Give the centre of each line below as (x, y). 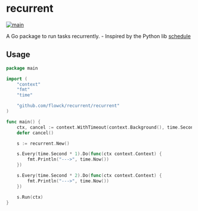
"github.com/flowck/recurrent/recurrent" (68, 106)
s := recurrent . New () (43, 143)
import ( (17, 79)
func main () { (24, 122)
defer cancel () (35, 133)
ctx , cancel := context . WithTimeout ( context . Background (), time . (99, 127)
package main (22, 68)
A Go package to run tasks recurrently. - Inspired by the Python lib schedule (98, 36)
